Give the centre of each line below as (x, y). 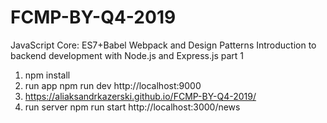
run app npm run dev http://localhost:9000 (113, 85)
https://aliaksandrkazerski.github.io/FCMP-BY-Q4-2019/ (140, 96)
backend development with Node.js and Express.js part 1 (127, 55)
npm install (47, 75)
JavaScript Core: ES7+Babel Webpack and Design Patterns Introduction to (163, 45)
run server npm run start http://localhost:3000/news (132, 107)
